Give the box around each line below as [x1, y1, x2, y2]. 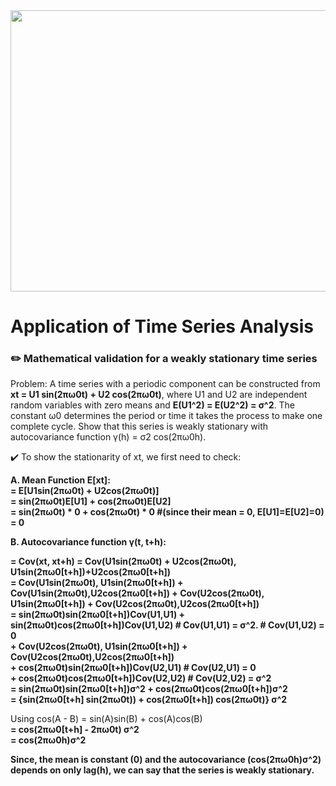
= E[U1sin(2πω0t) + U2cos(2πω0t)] [10, 485, 160, 497]
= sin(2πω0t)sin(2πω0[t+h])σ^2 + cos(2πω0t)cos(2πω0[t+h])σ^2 [10, 683, 288, 695]
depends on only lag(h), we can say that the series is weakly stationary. [10, 764, 315, 776]
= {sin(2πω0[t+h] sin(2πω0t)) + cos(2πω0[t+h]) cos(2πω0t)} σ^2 [10, 694, 288, 706]
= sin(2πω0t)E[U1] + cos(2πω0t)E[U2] [10, 495, 172, 508]
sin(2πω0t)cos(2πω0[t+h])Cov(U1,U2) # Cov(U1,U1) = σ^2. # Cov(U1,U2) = [10, 619, 325, 631]
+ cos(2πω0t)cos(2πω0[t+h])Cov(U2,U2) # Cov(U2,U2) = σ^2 [10, 672, 272, 684]
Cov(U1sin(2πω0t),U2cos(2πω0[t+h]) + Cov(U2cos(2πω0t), [10, 587, 265, 599]
